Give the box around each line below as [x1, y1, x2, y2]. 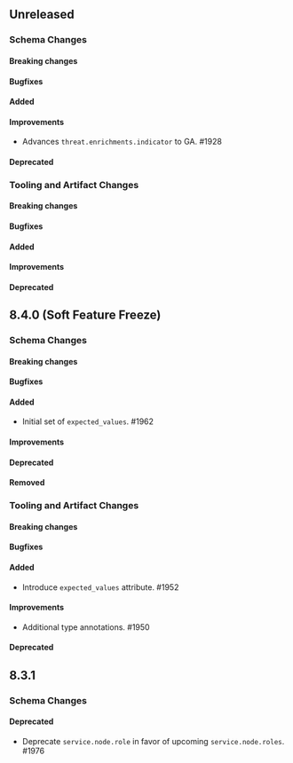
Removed [9, 477, 45, 488]
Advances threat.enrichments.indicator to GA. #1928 [21, 137, 222, 147]
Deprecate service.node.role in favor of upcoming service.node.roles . [21, 735, 285, 746]
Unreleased [9, 7, 75, 22]
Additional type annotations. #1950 [21, 621, 150, 633]
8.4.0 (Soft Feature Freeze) [9, 308, 162, 323]
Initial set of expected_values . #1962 [21, 416, 154, 427]
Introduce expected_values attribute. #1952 [21, 581, 179, 593]
